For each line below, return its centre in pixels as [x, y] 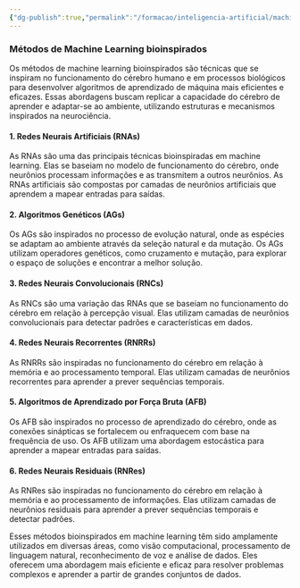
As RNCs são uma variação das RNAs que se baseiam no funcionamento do [149, 303]
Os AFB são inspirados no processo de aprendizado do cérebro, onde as [143, 422]
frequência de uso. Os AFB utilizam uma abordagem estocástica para [137, 441]
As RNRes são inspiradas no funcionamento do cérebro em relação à [136, 491]
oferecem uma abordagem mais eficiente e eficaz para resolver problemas [146, 565]
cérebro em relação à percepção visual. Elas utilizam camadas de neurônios [150, 313]
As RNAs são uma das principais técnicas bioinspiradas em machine [135, 156]
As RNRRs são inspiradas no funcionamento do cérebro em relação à [136, 362]
